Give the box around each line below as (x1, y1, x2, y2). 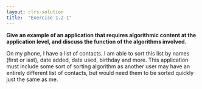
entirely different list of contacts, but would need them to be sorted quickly (6, 69, 194, 76)
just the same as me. (6, 76, 58, 83)
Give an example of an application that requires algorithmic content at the (6, 31, 197, 38)
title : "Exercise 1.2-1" (6, 15, 72, 21)
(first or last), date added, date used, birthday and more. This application (6, 56, 189, 63)
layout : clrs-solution (6, 9, 64, 15)
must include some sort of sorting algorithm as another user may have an (6, 62, 190, 70)
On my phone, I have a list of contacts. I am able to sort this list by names (6, 49, 190, 57)
